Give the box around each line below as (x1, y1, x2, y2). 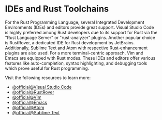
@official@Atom (12, 105, 44, 110)
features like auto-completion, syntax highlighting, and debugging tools (5, 60, 147, 66)
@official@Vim (12, 94, 42, 100)
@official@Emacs (12, 99, 47, 105)
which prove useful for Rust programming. (5, 65, 89, 71)
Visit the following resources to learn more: (5, 75, 91, 80)
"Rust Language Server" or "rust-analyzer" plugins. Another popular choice (5, 35, 156, 40)
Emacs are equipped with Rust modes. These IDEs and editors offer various (5, 55, 156, 61)
